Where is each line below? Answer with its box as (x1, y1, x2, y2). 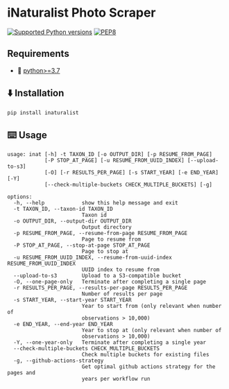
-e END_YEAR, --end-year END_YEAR (13, 321, 113, 328)
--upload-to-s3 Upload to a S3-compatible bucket (13, 273, 182, 279)
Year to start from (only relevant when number (81, 303, 222, 310)
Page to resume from (81, 236, 141, 243)
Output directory (81, 224, 132, 231)
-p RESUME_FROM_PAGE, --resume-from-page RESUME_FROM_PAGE (13, 230, 188, 237)
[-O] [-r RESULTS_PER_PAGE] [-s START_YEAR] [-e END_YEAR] (44, 169, 219, 176)
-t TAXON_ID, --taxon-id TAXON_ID (13, 206, 113, 213)
